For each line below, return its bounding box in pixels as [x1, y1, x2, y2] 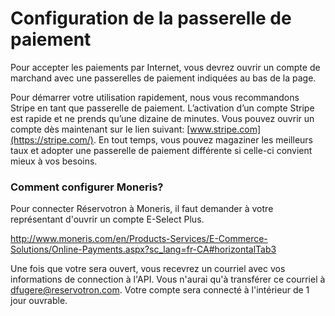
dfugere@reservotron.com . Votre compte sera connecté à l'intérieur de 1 [10, 284, 310, 296]
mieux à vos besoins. [10, 155, 98, 167]
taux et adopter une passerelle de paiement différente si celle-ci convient [10, 144, 313, 156]
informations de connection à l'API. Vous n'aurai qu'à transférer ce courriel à [10, 273, 326, 286]
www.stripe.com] [189, 123, 261, 135]
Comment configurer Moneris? [10, 180, 164, 194]
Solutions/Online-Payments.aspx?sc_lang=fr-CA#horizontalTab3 [10, 243, 277, 256]
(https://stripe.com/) [10, 133, 94, 146]
